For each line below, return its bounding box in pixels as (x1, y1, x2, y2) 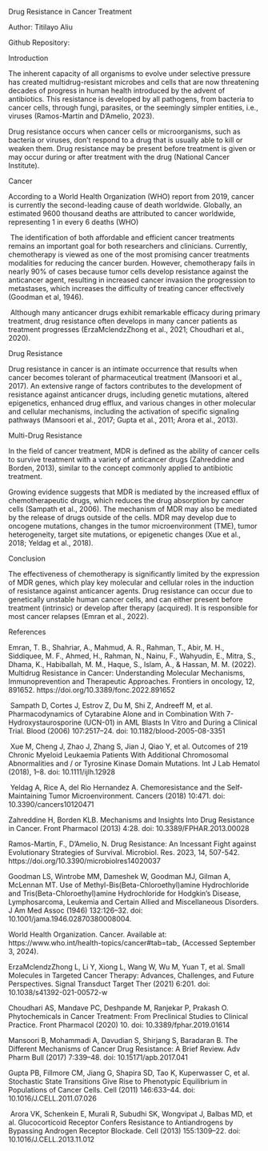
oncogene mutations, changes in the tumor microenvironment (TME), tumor (8, 522, 258, 530)
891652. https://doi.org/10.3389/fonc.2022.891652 (8, 685, 176, 694)
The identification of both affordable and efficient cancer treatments (10, 233, 235, 242)
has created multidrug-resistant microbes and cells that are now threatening (8, 78, 259, 86)
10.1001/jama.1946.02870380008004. (8, 914, 132, 923)
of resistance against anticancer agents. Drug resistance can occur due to (8, 586, 254, 595)
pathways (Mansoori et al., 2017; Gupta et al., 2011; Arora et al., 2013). (8, 415, 238, 425)
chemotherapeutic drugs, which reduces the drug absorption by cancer (8, 496, 245, 505)
